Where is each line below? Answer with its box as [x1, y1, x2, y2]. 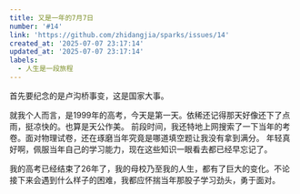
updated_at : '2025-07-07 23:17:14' [9, 47, 145, 56]
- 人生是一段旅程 [17, 65, 74, 74]
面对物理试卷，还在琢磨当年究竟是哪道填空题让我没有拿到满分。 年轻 [25, 132, 283, 143]
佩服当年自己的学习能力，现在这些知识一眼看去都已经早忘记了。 [33, 143, 273, 155]
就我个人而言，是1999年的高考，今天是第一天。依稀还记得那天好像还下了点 [9, 109, 291, 120]
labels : [9, 56, 39, 65]
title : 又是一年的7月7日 [9, 13, 94, 23]
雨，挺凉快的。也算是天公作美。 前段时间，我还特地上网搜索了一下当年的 [9, 120, 283, 132]
